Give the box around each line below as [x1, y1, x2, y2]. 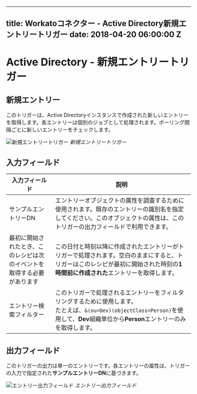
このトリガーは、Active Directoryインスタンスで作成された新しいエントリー [6, 112, 189, 119]
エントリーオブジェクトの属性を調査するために [55, 197, 185, 205]
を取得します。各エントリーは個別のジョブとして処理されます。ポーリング [6, 119, 185, 126]
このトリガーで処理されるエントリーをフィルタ [55, 289, 184, 297]
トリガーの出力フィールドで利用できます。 [55, 223, 172, 231]
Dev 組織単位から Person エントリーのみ [78, 315, 186, 323]
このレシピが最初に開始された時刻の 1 [79, 260, 183, 268]
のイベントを [9, 260, 45, 268]
